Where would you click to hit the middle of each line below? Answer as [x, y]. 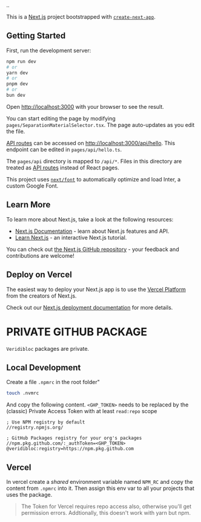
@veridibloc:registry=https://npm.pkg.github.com [70, 449]
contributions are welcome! [40, 255]
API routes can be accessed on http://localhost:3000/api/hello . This [91, 143]
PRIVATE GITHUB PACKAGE [77, 332]
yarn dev [17, 73]
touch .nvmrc [23, 393]
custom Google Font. [32, 186]
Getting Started [36, 36]
